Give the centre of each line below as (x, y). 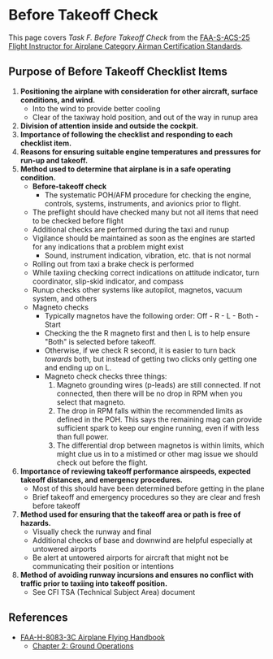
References (38, 618)
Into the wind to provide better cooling (96, 108)
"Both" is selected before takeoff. (100, 341)
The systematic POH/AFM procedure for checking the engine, (148, 195)
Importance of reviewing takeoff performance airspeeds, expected (135, 471)
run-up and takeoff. (54, 160)
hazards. (35, 522)
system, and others (65, 298)
